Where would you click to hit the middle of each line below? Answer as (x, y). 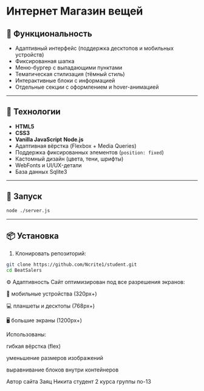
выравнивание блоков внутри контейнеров (63, 370)
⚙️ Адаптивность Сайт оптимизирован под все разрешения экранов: (96, 282)
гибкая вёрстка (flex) (34, 346)
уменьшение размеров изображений (55, 358)
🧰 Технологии (33, 112)
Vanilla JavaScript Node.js (49, 139)
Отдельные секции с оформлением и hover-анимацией (87, 87)
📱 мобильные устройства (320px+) (52, 294)
